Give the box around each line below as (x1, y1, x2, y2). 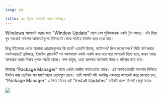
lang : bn (5, 7, 23, 12)
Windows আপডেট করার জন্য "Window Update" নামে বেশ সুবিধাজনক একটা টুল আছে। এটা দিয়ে (5, 30, 158, 36)
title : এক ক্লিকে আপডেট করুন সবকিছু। (5, 16, 66, 21)
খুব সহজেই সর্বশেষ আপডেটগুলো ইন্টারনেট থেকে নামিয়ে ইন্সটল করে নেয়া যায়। (5, 35, 114, 41)
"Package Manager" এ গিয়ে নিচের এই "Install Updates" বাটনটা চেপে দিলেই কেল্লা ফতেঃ (5, 77, 152, 83)
